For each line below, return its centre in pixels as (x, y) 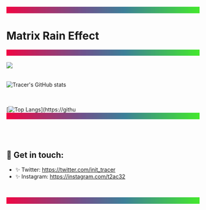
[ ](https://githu (41, 110)
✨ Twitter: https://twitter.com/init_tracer (65, 170)
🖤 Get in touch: (35, 155)
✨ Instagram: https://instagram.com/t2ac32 (70, 176)
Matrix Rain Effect (53, 36)
